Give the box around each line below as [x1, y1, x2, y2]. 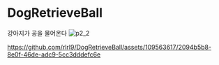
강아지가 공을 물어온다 [7, 29, 68, 37]
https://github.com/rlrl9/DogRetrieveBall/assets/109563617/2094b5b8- [7, 43, 211, 51]
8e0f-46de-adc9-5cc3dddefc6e [7, 50, 101, 59]
